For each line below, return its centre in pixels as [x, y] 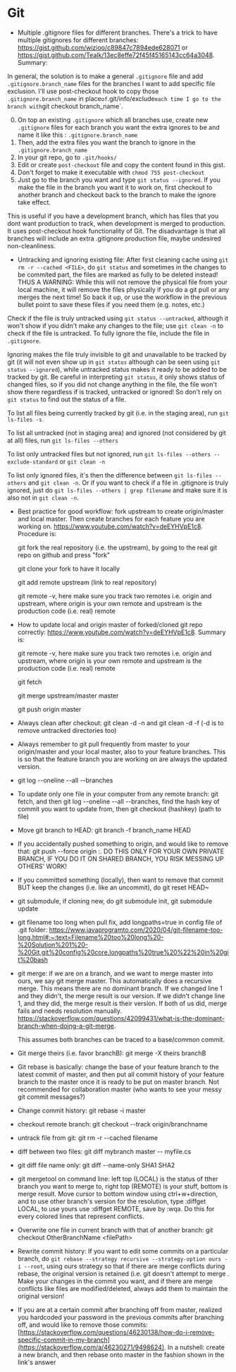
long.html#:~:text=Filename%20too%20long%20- [91, 937]
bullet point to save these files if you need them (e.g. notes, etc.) [111, 304]
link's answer [37, 1362]
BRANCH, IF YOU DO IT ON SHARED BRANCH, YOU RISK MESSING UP [120, 858]
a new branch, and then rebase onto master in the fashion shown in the [121, 1354]
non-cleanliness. [32, 245]
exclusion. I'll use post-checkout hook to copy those [83, 91]
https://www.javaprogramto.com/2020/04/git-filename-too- [136, 930]
